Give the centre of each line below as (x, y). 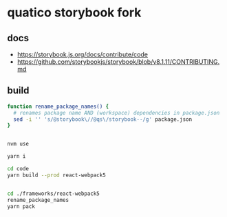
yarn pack (21, 206)
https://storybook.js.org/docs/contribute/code (82, 54)
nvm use (18, 144)
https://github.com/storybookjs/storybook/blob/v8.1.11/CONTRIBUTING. (118, 62)
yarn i (17, 157)
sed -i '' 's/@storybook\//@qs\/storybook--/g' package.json (103, 119)
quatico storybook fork (74, 13)
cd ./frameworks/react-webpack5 (53, 194)
